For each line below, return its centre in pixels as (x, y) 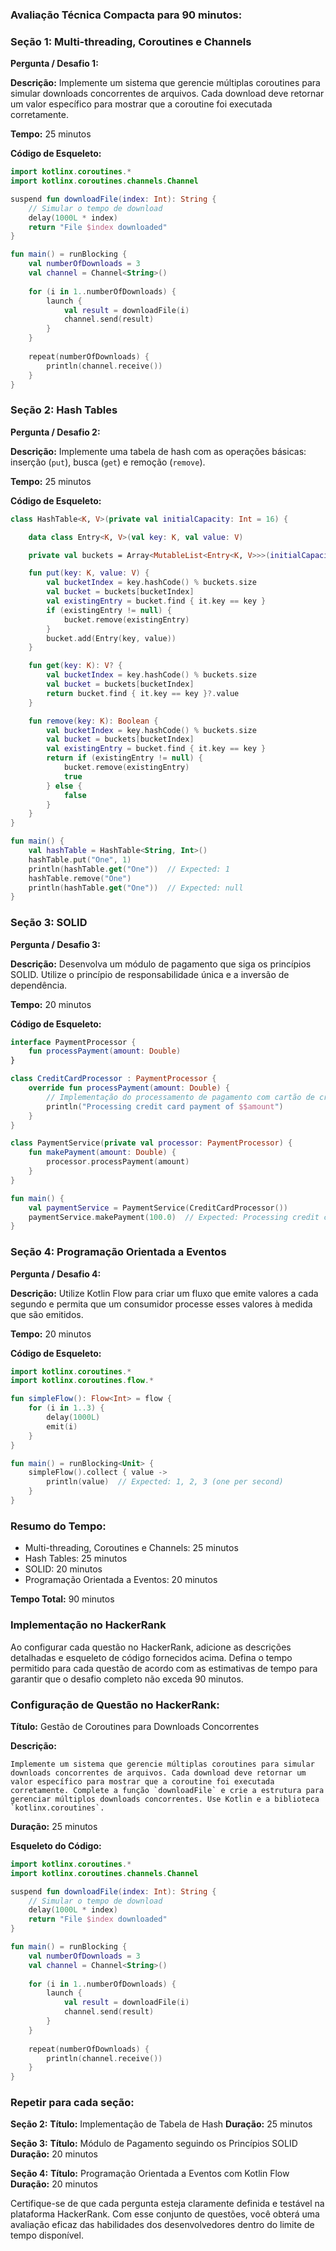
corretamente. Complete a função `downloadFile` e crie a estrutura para (167, 1790)
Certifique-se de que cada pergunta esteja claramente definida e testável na (167, 2204)
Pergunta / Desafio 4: (56, 1274)
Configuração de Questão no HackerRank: (115, 1705)
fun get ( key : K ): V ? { (75, 666)
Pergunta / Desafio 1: (54, 64)
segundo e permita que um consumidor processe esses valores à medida (161, 1304)
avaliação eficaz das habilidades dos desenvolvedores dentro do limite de (162, 2225)
